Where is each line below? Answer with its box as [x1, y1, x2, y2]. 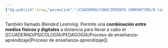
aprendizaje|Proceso [5, 37, 48, 43]
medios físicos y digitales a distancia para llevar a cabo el [5, 26, 126, 32]
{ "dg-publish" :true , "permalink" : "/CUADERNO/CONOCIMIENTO [5, 7, 126, 12]
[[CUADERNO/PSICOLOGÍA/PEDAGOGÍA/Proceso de [5, 31, 113, 37]
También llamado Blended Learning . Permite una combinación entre [5, 21, 146, 27]
